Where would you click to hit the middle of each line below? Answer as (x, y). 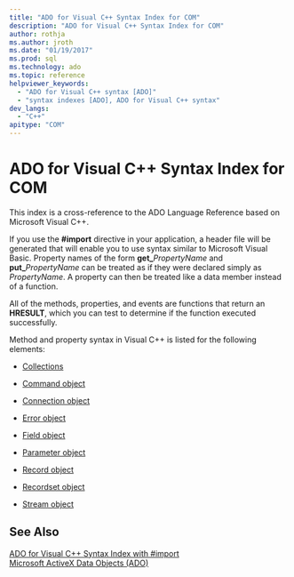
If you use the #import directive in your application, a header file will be (140, 239)
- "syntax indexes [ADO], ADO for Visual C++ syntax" (119, 100)
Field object (44, 435)
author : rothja (37, 34)
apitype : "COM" (37, 125)
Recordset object (53, 486)
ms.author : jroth (41, 42)
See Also (34, 532)
